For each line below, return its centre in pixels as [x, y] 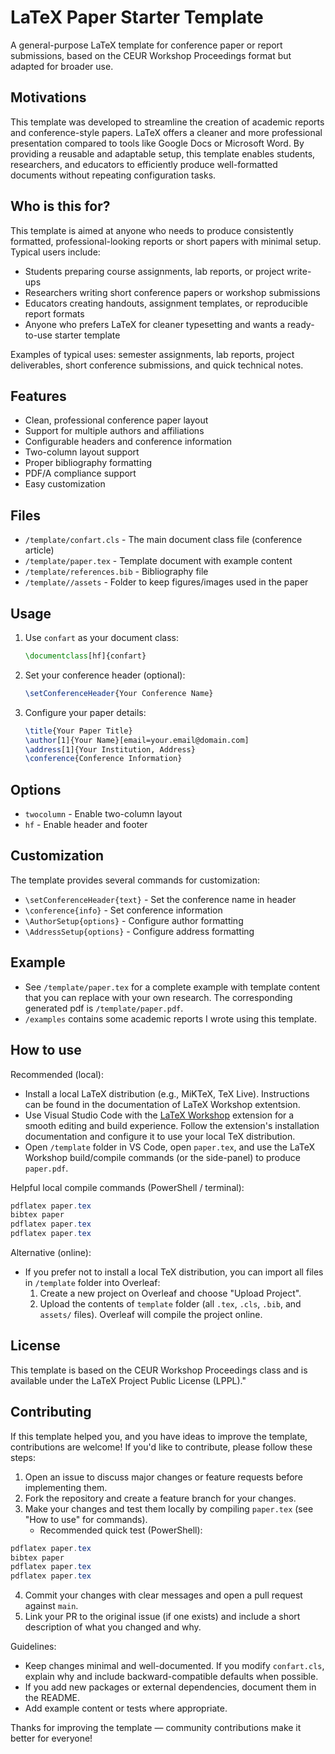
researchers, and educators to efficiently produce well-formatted [144, 164]
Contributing [51, 1412]
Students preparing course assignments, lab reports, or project [154, 271]
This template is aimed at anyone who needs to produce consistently [152, 230]
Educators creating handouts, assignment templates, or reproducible [166, 303]
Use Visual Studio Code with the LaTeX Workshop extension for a [159, 1115]
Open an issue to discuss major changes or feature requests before [163, 1477]
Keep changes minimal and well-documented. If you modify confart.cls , [174, 1666]
